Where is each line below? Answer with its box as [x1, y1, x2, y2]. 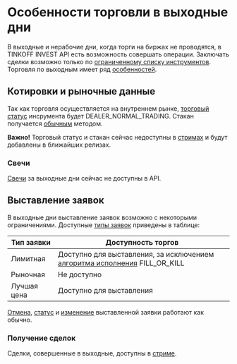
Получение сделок [7, 333, 76, 343]
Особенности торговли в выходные [7, 4, 229, 20]
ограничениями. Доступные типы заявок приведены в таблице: [7, 220, 200, 229]
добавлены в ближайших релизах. [7, 140, 111, 149]
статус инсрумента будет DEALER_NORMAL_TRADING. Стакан [7, 111, 194, 120]
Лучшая [11, 281, 39, 291]
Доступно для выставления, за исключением [57, 249, 214, 259]
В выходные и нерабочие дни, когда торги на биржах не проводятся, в [7, 42, 222, 51]
